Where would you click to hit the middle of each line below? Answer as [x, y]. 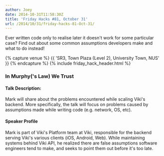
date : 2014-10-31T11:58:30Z [34, 14]
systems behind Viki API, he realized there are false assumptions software [81, 143]
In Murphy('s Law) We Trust [40, 76]
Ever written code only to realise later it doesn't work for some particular [80, 38]
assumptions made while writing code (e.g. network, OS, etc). [69, 110]
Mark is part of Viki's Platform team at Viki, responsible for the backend [79, 132]
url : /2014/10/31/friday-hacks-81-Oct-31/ [50, 24]
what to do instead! [25, 48]
